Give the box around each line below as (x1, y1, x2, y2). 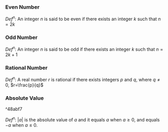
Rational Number (5, 64, 48, 71)
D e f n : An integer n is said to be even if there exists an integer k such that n (5, 15, 161, 22)
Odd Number (5, 34, 38, 41)
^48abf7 (5, 106, 23, 112)
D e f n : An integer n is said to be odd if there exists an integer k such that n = (5, 46, 163, 52)
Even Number (5, 4, 40, 11)
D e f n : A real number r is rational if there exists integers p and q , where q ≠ (5, 76, 160, 82)
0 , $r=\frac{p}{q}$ (5, 82, 44, 88)
